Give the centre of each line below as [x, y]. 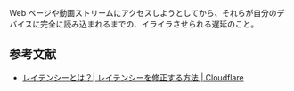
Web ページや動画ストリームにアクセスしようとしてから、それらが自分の [143, 13]
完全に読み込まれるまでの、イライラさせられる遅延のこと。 [149, 24]
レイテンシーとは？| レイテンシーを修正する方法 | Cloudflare [133, 77]
